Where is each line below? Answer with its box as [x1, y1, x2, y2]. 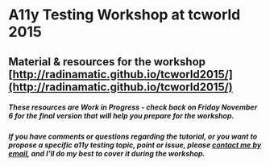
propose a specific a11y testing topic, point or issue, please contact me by [8, 139, 262, 150]
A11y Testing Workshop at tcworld [8, 6, 241, 24]
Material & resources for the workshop [8, 55, 206, 68]
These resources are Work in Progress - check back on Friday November [8, 102, 258, 112]
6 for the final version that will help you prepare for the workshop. [8, 111, 235, 121]
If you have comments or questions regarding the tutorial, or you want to [8, 131, 258, 141]
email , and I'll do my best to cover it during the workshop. [8, 148, 206, 158]
